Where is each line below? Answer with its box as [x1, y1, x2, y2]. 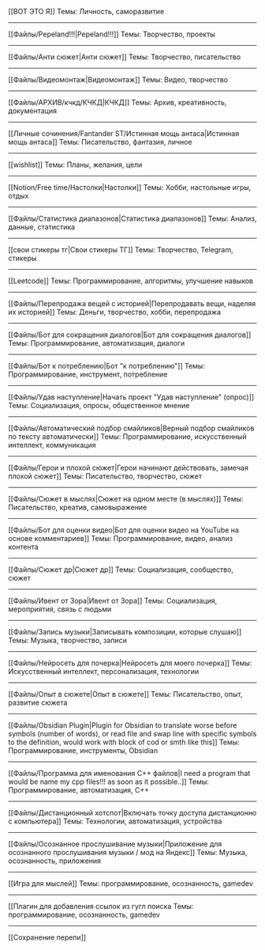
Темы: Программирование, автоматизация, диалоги [8, 339, 185, 347]
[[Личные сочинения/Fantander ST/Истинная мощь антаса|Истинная [8, 129, 240, 138]
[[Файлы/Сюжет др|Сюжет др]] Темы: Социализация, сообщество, [8, 565, 234, 574]
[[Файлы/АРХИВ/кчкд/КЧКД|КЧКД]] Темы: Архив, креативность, [8, 98, 227, 107]
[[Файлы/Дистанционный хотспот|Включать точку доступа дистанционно [8, 808, 257, 817]
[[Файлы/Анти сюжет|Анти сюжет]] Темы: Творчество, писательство [8, 52, 241, 62]
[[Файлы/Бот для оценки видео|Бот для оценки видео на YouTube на [8, 525, 239, 535]
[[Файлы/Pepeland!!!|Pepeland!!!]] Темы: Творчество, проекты [8, 29, 215, 39]
